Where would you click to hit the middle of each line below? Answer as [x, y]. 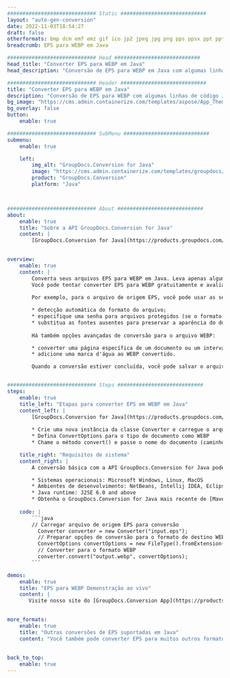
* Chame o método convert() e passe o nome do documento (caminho [128, 443]
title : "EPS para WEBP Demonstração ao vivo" [86, 588]
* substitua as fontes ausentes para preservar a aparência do [124, 323]
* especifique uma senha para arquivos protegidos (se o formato [127, 316]
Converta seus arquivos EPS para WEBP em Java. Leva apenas [119, 279]
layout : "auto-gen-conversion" [52, 20]
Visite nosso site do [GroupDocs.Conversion [93, 601]
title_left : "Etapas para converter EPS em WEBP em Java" [104, 404]
